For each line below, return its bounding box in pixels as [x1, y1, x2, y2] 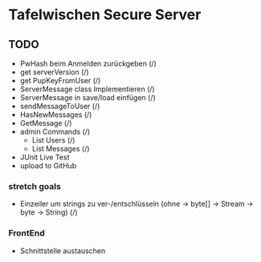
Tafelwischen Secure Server [8, 6, 202, 24]
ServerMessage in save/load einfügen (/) [19, 93, 157, 102]
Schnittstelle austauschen [19, 246, 106, 256]
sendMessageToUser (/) [19, 102, 100, 111]
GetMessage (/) [19, 119, 72, 127]
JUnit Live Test [19, 152, 70, 162]
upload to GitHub [19, 161, 77, 170]
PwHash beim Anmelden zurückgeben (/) [19, 58, 157, 68]
